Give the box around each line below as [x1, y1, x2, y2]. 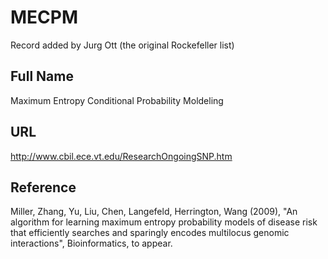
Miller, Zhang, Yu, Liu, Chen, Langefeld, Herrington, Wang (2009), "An [10, 206, 298, 218]
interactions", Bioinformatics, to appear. [10, 237, 173, 250]
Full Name [10, 68, 74, 85]
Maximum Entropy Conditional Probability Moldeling [10, 94, 224, 106]
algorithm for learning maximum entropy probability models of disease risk [10, 216, 318, 228]
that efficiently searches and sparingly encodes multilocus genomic [10, 227, 290, 239]
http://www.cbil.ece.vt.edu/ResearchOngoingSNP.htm [10, 150, 233, 162]
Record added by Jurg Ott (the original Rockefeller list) [10, 39, 235, 51]
